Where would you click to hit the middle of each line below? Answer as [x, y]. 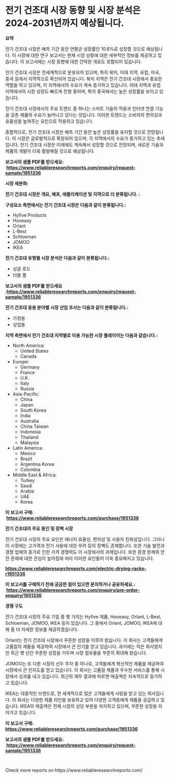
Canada [28, 356]
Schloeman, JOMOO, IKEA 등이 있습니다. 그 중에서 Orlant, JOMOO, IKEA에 [81, 623]
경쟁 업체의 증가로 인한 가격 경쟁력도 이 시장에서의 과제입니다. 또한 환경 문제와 [82, 552]
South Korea [33, 410]
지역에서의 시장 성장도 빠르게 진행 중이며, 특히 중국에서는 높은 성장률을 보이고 [82, 91]
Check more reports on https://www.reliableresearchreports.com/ [74, 770]
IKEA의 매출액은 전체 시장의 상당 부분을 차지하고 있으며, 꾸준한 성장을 [89, 706]
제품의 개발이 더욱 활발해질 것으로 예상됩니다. [50, 151]
